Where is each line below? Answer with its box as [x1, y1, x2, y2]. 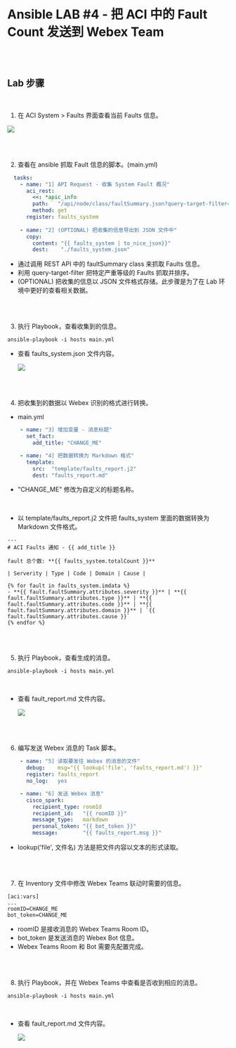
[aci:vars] [7, 893, 39, 900]
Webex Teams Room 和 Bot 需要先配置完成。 [17, 942, 147, 950]
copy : [25, 233, 42, 240]
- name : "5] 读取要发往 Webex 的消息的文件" [20, 758, 140, 765]
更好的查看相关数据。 [29, 286, 92, 295]
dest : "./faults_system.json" [32, 246, 131, 253]
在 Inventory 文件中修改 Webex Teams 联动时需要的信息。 [17, 879, 185, 887]
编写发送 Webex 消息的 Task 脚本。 [17, 743, 120, 753]
